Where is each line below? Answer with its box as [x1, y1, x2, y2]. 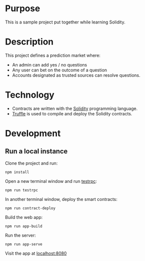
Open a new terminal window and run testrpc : [5, 178, 97, 184]
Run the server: [5, 232, 36, 238]
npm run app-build [5, 223, 42, 229]
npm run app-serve [5, 241, 42, 247]
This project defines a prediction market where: [5, 52, 101, 58]
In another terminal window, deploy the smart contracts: [5, 196, 118, 202]
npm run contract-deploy [5, 206, 56, 211]
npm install [5, 170, 29, 174]
